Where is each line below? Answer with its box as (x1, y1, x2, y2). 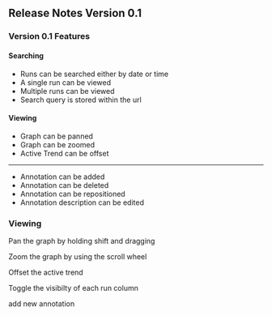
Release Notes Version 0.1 (8, 6, 142, 20)
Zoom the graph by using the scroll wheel (8, 252, 147, 262)
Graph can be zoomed (19, 139, 96, 149)
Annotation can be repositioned (19, 189, 125, 198)
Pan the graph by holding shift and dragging (8, 236, 155, 246)
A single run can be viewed (19, 77, 112, 87)
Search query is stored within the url (19, 95, 142, 104)
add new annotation (8, 299, 75, 309)
